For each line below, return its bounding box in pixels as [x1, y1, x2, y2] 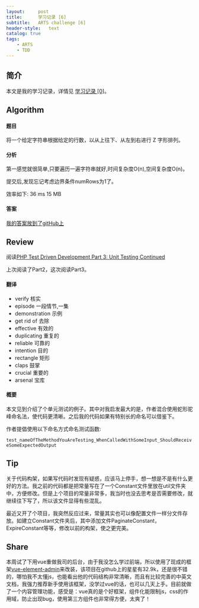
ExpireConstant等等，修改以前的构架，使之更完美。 [6, 525, 132, 532]
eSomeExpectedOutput [6, 442, 57, 448]
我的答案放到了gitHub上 [6, 220, 64, 227]
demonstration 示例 [14, 310, 63, 317]
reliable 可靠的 [14, 339, 50, 346]
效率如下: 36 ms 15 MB [6, 191, 62, 198]
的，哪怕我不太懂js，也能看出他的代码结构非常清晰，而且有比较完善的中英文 [6, 573, 192, 580]
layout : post [6, 8, 49, 15]
